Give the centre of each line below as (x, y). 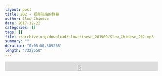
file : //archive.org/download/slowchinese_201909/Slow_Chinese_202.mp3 (79, 37)
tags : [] (14, 32)
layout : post (18, 9)
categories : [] (20, 28)
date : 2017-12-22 (23, 23)
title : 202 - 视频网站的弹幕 (32, 14)
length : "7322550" (24, 50)
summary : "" (17, 41)
